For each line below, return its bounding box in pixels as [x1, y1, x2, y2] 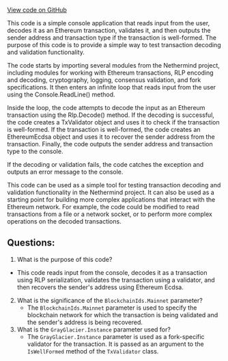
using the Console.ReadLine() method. [7, 90, 115, 98]
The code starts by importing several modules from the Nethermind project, [7, 62, 220, 69]
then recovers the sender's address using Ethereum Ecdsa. [16, 283, 184, 291]
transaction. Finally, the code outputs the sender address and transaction [7, 140, 213, 148]
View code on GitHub [7, 6, 67, 14]
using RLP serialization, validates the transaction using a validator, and [16, 276, 215, 284]
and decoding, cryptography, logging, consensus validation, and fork [7, 76, 201, 84]
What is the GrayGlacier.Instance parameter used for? [16, 325, 171, 334]
